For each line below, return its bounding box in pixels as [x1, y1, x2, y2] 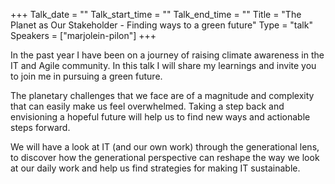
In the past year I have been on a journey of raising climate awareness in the [10, 49, 325, 61]
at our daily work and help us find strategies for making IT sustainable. [10, 162, 301, 174]
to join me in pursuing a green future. [10, 70, 163, 82]
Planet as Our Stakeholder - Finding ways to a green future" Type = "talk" [10, 19, 313, 31]
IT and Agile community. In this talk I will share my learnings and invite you [10, 60, 317, 71]
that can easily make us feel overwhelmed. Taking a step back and [10, 100, 285, 112]
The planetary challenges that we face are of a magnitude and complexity [10, 90, 315, 101]
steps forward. [10, 122, 71, 133]
